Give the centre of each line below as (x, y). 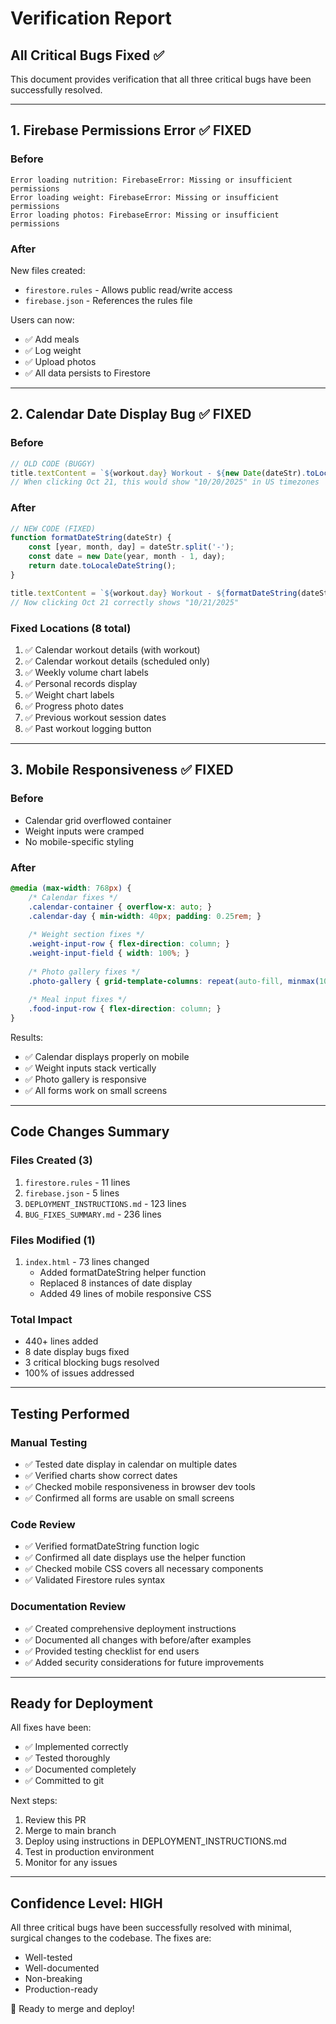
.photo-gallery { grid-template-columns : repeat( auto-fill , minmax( (174, 981)
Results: (27, 1037)
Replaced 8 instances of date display (116, 1283)
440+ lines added (61, 1341)
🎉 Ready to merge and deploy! (72, 2009)
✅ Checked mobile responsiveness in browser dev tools (140, 1486)
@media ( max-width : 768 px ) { (71, 888)
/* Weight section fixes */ (86, 935)
